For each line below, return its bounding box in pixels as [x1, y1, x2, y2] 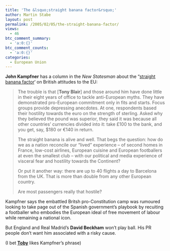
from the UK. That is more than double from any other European [17, 174, 152, 180]
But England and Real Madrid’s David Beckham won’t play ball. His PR [5, 225, 152, 231]
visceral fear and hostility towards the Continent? [17, 158, 121, 164]
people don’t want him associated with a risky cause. [5, 230, 116, 236]
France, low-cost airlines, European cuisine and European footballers [17, 147, 162, 153]
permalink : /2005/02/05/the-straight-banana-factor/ [5, 21, 119, 27]
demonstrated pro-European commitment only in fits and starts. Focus [17, 100, 165, 106]
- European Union [10, 60, 47, 65]
